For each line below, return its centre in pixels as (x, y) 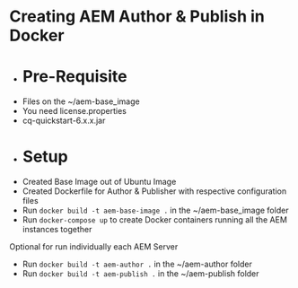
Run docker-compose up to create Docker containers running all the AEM (154, 220)
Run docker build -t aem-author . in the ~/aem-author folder (137, 264)
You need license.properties (74, 111)
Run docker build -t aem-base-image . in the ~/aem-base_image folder (155, 210)
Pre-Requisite (74, 77)
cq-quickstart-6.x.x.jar (64, 121)
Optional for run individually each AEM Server (94, 247)
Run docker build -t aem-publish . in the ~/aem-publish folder (140, 274)
